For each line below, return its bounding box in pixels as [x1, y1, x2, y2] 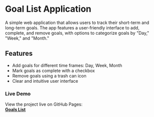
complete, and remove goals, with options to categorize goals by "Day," [5, 30, 150, 36]
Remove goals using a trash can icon [12, 72, 87, 79]
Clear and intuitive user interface [12, 78, 78, 84]
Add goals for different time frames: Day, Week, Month [12, 62, 122, 68]
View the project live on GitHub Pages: [5, 101, 83, 107]
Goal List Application [5, 3, 91, 15]
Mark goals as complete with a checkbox [12, 68, 95, 73]
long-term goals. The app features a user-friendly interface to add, [5, 24, 140, 30]
